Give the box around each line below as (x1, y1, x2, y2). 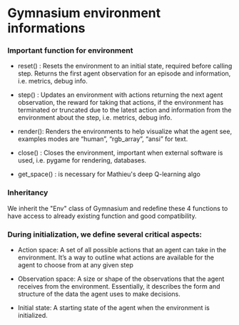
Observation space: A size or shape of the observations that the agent (17, 274, 225, 283)
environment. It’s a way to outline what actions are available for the (17, 253, 214, 262)
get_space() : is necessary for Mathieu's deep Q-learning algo (17, 170, 201, 179)
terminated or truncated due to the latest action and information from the (17, 105, 232, 115)
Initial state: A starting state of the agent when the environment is (17, 304, 210, 312)
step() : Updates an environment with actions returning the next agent (17, 91, 223, 99)
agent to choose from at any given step (17, 261, 133, 269)
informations (7, 20, 86, 36)
